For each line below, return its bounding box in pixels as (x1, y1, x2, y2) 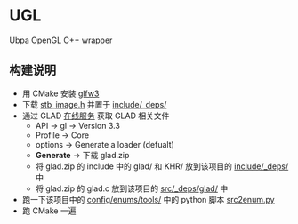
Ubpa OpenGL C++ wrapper (9, 35, 113, 45)
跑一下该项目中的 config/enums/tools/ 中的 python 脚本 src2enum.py (21, 194, 275, 204)
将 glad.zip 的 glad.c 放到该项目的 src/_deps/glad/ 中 (35, 183, 229, 194)
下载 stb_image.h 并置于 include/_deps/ (21, 99, 167, 109)
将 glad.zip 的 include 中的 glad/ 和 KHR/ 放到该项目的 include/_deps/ (35, 161, 289, 172)
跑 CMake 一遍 (21, 205, 77, 216)
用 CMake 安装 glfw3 (21, 88, 100, 99)
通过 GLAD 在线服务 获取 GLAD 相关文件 (21, 110, 170, 121)
